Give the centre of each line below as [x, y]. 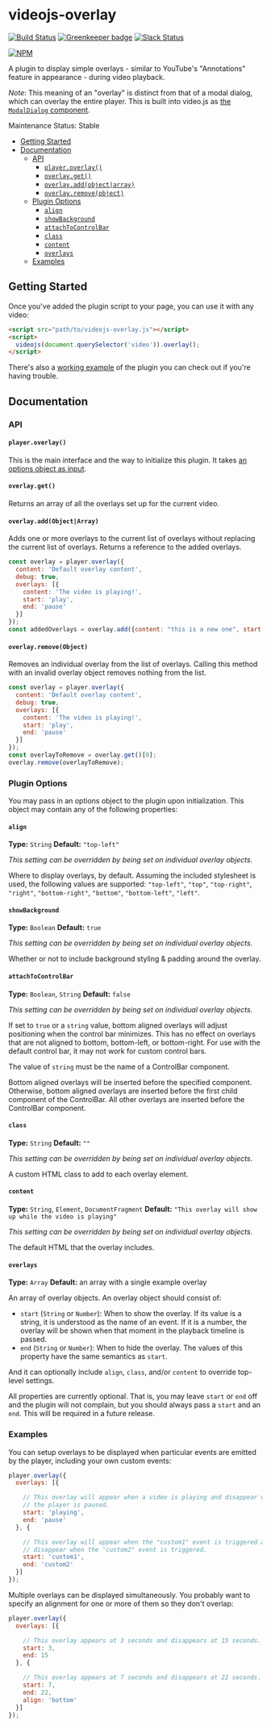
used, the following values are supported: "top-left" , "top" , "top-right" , [130, 884]
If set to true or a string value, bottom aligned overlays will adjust [118, 1025]
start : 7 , [40, 1685]
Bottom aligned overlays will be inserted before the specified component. [130, 1082]
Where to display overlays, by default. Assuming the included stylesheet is [132, 876]
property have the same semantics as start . [94, 1356]
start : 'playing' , [54, 1513]
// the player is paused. [67, 1505]
